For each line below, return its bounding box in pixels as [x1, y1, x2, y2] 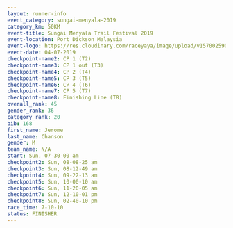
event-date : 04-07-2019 [7, 49, 76, 56]
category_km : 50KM [7, 23, 60, 30]
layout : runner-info [7, 10, 67, 17]
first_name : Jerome [7, 127, 64, 133]
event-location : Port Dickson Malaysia [7, 36, 123, 43]
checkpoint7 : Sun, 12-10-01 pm [7, 191, 98, 198]
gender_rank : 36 [7, 107, 54, 114]
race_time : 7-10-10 [7, 204, 64, 211]
